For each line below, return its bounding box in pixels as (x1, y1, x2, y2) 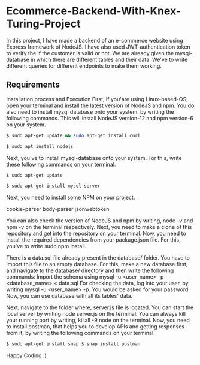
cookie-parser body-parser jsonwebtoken (6, 206, 110, 213)
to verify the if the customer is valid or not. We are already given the (6, 49, 174, 56)
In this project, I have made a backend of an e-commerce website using (6, 37, 184, 44)
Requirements (6, 80, 60, 90)
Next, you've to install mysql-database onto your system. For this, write (6, 154, 182, 161)
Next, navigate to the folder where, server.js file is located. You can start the (6, 304, 194, 311)
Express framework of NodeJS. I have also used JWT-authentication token (6, 43, 190, 50)
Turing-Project (6, 17, 81, 31)
